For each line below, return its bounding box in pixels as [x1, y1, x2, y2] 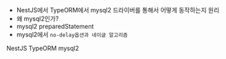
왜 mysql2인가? [16, 14, 59, 23]
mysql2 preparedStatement [16, 23, 94, 30]
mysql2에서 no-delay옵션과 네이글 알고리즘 [16, 30, 128, 38]
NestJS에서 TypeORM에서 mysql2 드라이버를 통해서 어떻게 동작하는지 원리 [16, 6, 220, 14]
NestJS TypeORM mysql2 [6, 44, 80, 52]
